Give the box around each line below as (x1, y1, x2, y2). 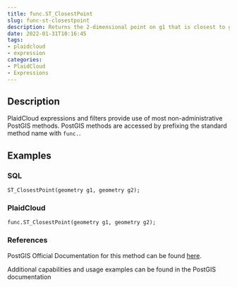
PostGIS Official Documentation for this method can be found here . (7, 251, 202, 259)
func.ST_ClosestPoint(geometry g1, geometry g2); (7, 219, 157, 226)
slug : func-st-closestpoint (7, 17, 90, 24)
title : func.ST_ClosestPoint (7, 10, 93, 18)
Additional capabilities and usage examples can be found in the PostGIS (7, 265, 217, 274)
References (7, 236, 48, 245)
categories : (7, 56, 42, 63)
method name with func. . (7, 129, 81, 138)
